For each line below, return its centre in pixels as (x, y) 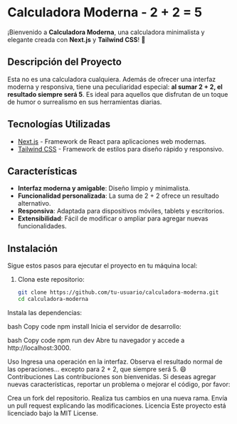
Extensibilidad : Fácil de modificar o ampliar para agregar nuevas (113, 218)
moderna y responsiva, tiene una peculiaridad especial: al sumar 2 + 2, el (115, 87)
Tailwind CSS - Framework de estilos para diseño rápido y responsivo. (121, 149)
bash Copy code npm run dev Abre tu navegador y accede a (96, 340)
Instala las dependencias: (45, 312)
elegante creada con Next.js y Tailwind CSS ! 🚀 (77, 39)
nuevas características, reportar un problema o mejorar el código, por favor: (119, 384)
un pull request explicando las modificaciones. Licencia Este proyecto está (117, 406)
